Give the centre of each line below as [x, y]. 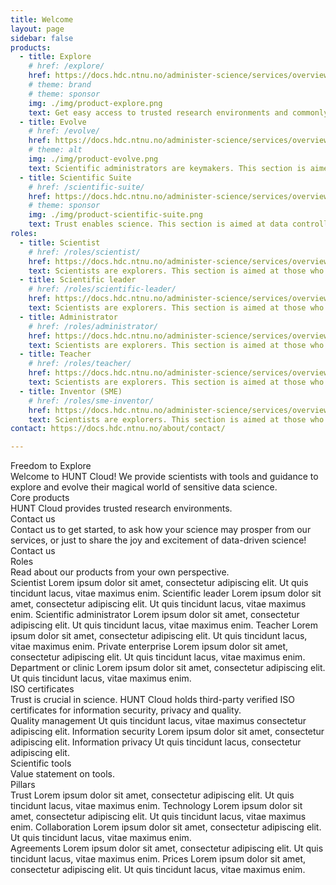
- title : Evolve [53, 122]
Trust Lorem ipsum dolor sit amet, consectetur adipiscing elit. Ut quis [152, 795]
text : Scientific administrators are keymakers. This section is [167, 168]
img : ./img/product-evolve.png [93, 159]
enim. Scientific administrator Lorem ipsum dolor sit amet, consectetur [155, 615]
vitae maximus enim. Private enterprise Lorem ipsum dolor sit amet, [149, 647]
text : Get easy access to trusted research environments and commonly [178, 112]
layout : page [37, 29]
